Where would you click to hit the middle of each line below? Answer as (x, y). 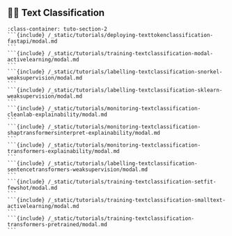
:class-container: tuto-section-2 (57, 29)
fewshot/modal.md (32, 188)
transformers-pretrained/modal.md (57, 224)
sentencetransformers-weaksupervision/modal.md (78, 169)
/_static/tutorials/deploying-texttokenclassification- (131, 35)
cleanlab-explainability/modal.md (57, 115)
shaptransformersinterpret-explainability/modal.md (84, 133)
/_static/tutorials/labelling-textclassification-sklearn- (135, 90)
